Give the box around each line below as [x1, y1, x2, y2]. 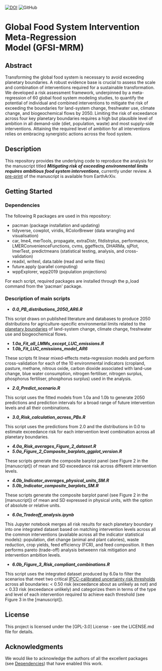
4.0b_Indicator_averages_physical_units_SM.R [12, 478, 110, 483]
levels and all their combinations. [5, 405, 71, 411]
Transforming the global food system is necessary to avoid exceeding [5, 74, 144, 80]
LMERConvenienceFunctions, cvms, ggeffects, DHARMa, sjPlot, [12, 243, 139, 249]
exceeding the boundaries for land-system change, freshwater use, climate [5, 105, 155, 111]
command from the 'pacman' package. [5, 283, 83, 289]
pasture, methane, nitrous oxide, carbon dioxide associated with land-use [5, 365, 152, 371]
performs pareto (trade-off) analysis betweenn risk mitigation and [5, 547, 136, 553]
